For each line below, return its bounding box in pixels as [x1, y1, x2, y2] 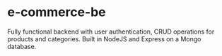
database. [7, 42, 37, 50]
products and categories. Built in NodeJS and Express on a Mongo [7, 34, 201, 43]
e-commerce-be [7, 4, 106, 20]
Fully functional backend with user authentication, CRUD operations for [7, 27, 215, 36]
